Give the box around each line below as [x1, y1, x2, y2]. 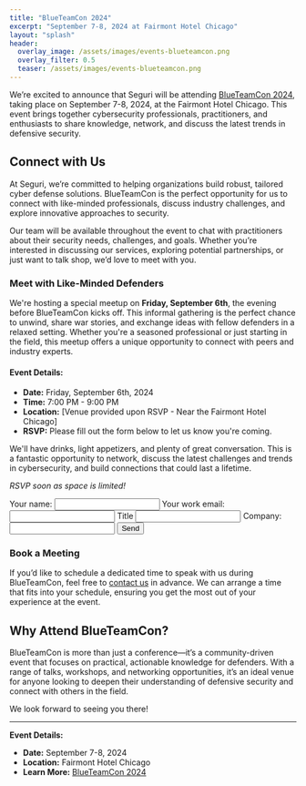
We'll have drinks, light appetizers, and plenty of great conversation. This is [9, 444, 292, 454]
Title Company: [117, 511, 282, 522]
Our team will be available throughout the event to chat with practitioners [9, 225, 283, 236]
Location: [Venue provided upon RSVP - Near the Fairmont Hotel [22, 406, 267, 417]
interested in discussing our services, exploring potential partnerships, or [9, 244, 284, 255]
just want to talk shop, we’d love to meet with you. [9, 254, 197, 265]
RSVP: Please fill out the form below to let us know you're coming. [22, 425, 272, 437]
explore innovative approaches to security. [9, 207, 170, 219]
